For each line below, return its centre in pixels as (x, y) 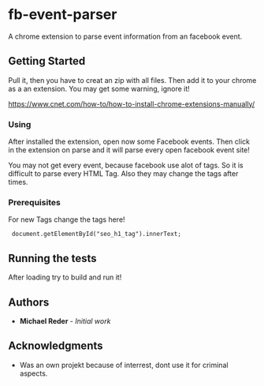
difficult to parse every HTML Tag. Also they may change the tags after (123, 174)
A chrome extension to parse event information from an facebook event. (125, 36)
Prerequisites (34, 202)
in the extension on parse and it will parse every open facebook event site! (129, 150)
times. (18, 182)
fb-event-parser (63, 15)
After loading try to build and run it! (65, 277)
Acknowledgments (56, 346)
